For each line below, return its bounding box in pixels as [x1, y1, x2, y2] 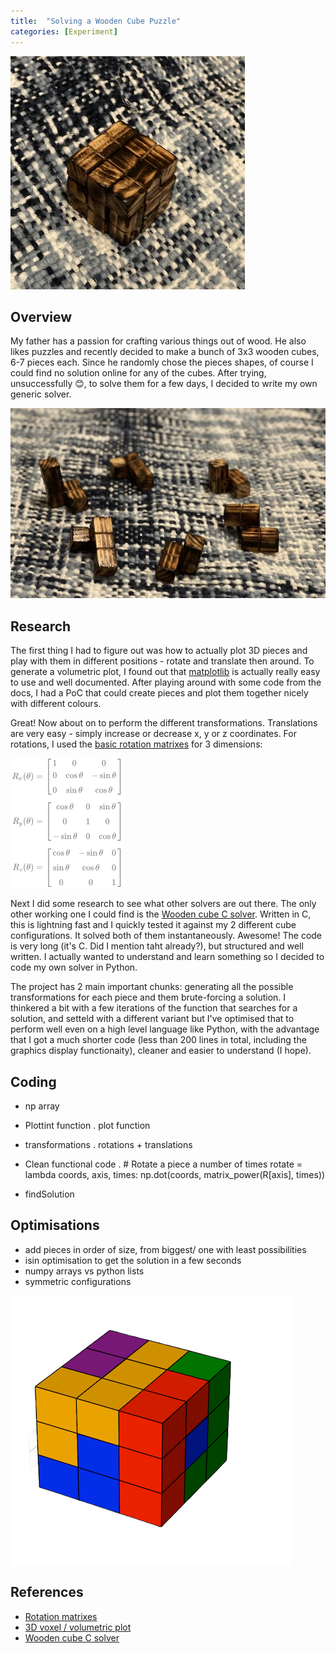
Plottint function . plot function [24, 1120, 151, 1132]
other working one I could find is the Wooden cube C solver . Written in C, [10, 908, 312, 920]
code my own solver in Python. [10, 961, 138, 974]
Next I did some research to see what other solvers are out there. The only [10, 898, 317, 910]
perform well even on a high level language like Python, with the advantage [10, 1023, 320, 1035]
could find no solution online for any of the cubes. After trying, [10, 367, 267, 379]
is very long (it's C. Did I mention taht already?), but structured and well [10, 940, 304, 952]
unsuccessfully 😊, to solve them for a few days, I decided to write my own [10, 378, 318, 390]
